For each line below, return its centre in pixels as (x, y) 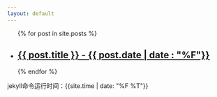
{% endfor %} (37, 72)
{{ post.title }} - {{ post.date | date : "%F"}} (114, 55)
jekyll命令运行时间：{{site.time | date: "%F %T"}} (78, 86)
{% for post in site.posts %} (57, 33)
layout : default (31, 14)
